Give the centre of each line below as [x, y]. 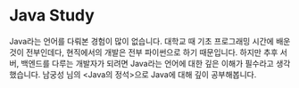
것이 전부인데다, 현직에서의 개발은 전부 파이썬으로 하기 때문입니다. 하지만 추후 [144, 52]
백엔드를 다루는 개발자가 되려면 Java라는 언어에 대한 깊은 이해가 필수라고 [147, 63]
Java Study [52, 16]
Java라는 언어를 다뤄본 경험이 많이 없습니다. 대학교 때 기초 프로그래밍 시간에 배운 [150, 41]
